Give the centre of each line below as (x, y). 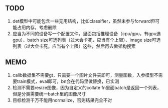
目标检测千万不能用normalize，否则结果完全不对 (62, 100)
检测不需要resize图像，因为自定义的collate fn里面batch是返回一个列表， (87, 87)
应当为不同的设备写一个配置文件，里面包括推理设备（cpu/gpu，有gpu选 (87, 33)
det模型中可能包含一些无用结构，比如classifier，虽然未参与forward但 (84, 21)
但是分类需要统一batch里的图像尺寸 (49, 94)
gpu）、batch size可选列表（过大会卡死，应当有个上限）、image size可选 (87, 40)
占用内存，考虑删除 (37, 27)
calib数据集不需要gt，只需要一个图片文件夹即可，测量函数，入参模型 (83, 75)
